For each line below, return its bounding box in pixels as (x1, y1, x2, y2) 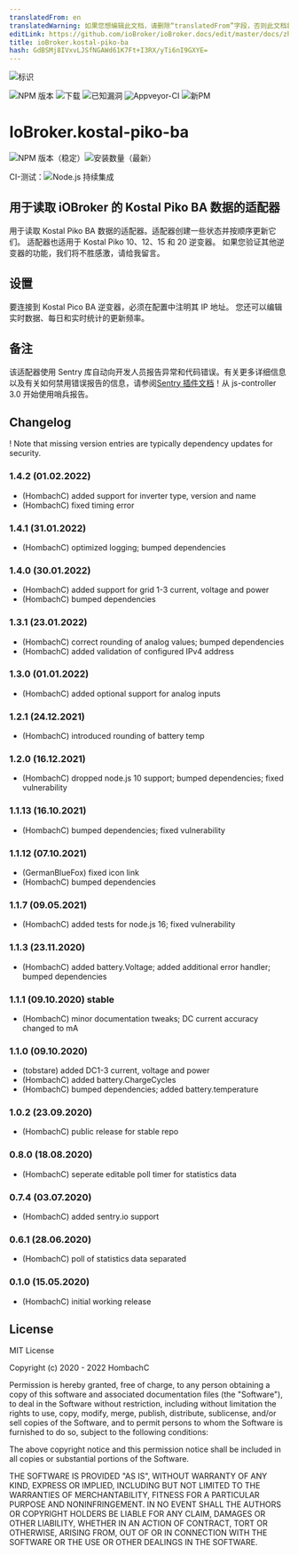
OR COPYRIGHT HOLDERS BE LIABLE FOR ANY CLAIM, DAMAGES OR (9, 1509, 266, 1519)
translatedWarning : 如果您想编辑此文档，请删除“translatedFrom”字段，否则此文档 (9, 21, 287, 30)
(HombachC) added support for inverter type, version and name (21, 490, 256, 501)
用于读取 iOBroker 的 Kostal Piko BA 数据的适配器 (9, 200, 281, 215)
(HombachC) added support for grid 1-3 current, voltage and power (21, 584, 270, 596)
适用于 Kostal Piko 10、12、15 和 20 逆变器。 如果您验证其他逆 (57, 236, 286, 247)
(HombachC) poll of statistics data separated (21, 1254, 187, 1264)
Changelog (9, 414, 72, 429)
